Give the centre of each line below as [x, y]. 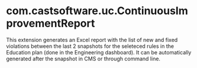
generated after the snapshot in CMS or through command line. [83, 59]
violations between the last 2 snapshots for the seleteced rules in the [90, 46]
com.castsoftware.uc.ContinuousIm [97, 11]
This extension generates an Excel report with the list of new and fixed [92, 40]
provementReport [51, 23]
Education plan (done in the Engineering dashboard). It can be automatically [99, 52]
